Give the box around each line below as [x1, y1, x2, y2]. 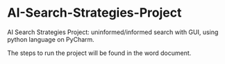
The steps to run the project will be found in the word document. [7, 49, 192, 57]
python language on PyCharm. [7, 35, 95, 43]
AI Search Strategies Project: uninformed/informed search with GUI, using [7, 28, 219, 36]
